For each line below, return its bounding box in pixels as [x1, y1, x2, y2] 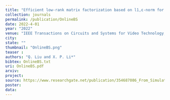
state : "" [5, 40, 26, 45]
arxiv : [5, 69, 19, 74]
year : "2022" [5, 26, 33, 31]
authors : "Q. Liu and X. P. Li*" [5, 54, 76, 60]
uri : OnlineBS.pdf [5, 64, 44, 69]
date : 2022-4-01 [5, 21, 39, 27]
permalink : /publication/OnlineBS [5, 17, 78, 22]
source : [5, 78, 22, 83]
